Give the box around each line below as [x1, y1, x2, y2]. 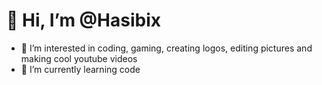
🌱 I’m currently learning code [20, 63, 141, 75]
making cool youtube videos [20, 52, 138, 64]
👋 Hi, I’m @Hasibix [6, 9, 161, 32]
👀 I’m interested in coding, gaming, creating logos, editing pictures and [20, 42, 313, 54]
